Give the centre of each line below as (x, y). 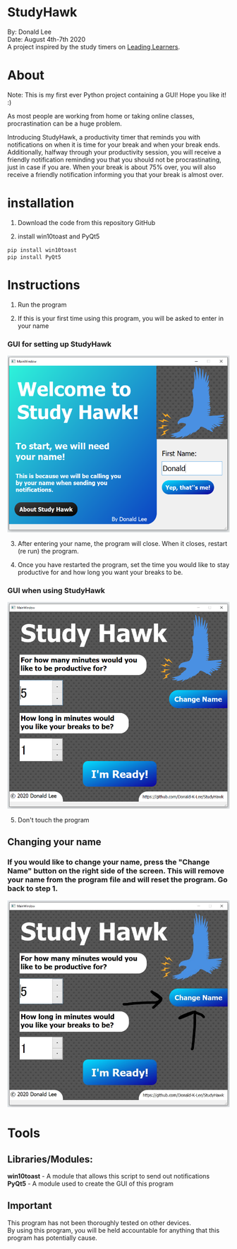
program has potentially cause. (52, 1238)
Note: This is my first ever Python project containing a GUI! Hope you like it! (117, 95)
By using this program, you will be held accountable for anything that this (114, 1230)
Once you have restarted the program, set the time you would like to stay (123, 564)
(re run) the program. (48, 551)
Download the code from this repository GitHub (86, 222)
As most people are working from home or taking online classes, (101, 116)
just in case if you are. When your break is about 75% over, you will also (112, 167)
